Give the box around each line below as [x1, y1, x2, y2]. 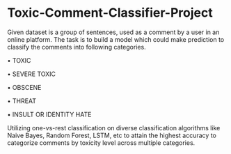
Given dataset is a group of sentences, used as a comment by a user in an [7, 28, 220, 36]
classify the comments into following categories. [7, 43, 146, 51]
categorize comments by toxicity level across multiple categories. [7, 138, 196, 147]
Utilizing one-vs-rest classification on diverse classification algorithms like [7, 123, 221, 132]
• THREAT [7, 96, 37, 105]
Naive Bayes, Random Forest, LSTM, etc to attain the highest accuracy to [7, 131, 217, 139]
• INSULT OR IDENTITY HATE [7, 110, 92, 118]
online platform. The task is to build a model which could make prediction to [7, 35, 225, 43]
